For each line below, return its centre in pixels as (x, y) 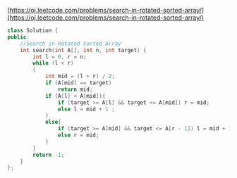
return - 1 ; (49, 155)
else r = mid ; (78, 135)
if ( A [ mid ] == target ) (78, 83)
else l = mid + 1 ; (86, 109)
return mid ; (75, 89)
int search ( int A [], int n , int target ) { (83, 50)
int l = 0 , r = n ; (60, 57)
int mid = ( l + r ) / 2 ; (80, 77)
